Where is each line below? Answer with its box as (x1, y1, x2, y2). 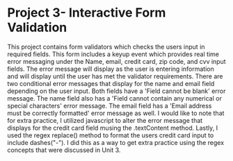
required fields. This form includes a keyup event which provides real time (7, 50, 219, 58)
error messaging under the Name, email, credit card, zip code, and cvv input (7, 57, 226, 65)
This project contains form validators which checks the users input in (7, 42, 205, 51)
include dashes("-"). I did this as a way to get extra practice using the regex (7, 138, 225, 146)
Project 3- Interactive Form (7, 5, 166, 21)
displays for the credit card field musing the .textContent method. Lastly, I (7, 124, 218, 132)
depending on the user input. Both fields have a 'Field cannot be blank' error (7, 87, 226, 95)
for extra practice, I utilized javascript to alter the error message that (7, 116, 203, 124)
